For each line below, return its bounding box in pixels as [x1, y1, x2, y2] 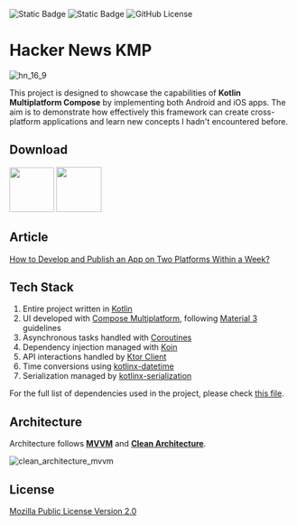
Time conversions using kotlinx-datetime [22, 361, 174, 372]
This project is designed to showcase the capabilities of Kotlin [9, 87, 241, 98]
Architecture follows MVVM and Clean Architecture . [9, 438, 207, 449]
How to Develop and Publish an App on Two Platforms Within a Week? [9, 253, 271, 264]
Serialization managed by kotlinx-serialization [22, 371, 192, 382]
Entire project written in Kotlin [22, 303, 133, 315]
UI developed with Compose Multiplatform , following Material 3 [22, 313, 258, 324]
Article [9, 230, 49, 245]
